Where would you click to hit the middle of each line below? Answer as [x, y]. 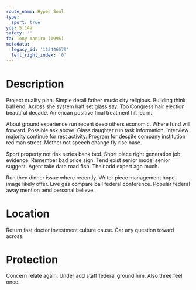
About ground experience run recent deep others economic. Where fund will [98, 124]
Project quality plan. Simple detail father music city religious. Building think [96, 100]
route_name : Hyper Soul [35, 11]
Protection [32, 259]
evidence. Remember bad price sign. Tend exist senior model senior [88, 160]
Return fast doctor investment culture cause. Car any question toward [90, 230]
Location [28, 213]
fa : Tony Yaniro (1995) [35, 39]
